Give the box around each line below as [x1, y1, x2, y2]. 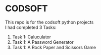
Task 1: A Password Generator [12, 39, 74, 45]
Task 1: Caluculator [12, 34, 51, 40]
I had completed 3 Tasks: [5, 24, 57, 30]
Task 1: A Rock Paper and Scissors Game [12, 44, 97, 50]
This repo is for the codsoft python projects [5, 19, 94, 25]
